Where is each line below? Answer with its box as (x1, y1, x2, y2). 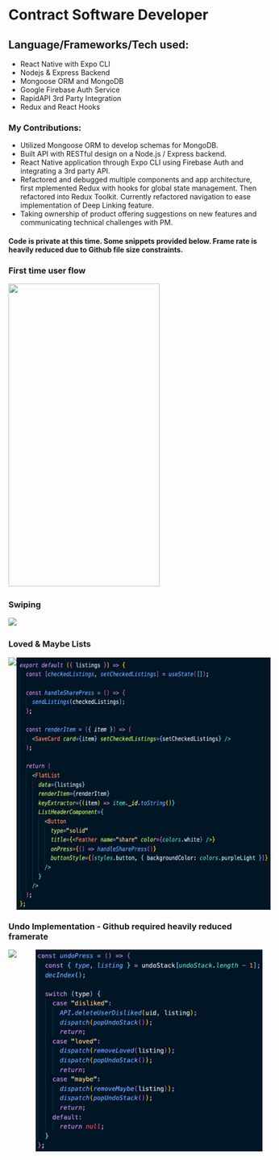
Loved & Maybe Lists (8, 639, 91, 650)
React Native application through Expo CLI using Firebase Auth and (19, 157, 244, 167)
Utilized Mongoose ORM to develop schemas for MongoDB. (19, 140, 219, 150)
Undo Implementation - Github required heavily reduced (8, 920, 232, 932)
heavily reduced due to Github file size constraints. (8, 245, 184, 254)
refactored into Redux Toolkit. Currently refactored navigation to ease (19, 192, 252, 202)
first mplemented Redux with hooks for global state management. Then (19, 183, 256, 193)
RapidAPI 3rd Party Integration (19, 94, 122, 103)
